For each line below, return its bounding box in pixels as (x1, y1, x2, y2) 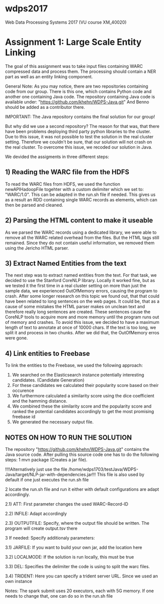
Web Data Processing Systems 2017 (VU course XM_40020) (5, 19, 127, 25)
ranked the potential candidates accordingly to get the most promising (12, 409, 154, 414)
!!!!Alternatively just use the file (5, 466, 68, 472)
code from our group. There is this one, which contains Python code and (5, 88, 152, 94)
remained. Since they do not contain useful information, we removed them (5, 240, 155, 246)
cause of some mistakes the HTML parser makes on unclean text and (5, 304, 145, 310)
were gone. (5, 335, 28, 341)
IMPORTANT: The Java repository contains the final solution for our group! (5, 114, 155, 120)
